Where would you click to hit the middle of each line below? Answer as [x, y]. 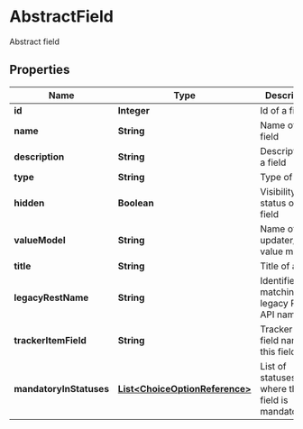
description [39, 157]
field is [274, 400]
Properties [40, 70]
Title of [275, 266]
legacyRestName [51, 297]
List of [273, 366]
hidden [29, 203]
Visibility [278, 191]
